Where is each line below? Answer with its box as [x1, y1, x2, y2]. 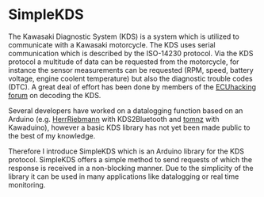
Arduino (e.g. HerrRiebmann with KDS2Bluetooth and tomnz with [8, 114, 220, 123]
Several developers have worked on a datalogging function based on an [8, 105, 243, 116]
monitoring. [8, 180, 46, 189]
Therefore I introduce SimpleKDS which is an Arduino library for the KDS [8, 146, 244, 156]
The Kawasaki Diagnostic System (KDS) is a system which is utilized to [8, 32, 239, 41]
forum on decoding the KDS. [8, 90, 101, 100]
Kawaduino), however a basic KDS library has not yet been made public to [8, 123, 251, 132]
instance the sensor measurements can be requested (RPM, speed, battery [8, 65, 254, 74]
